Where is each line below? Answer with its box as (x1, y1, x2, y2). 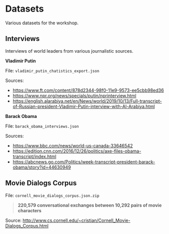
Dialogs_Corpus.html (5, 222, 49, 228)
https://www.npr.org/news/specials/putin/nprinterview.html (12, 92, 137, 99)
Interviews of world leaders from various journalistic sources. (5, 48, 133, 54)
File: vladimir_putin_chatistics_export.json (5, 67, 100, 73)
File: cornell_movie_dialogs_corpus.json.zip (5, 192, 100, 198)
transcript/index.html (12, 153, 57, 160)
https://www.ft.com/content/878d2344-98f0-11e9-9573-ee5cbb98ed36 (12, 87, 164, 93)
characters (17, 207, 42, 213)
